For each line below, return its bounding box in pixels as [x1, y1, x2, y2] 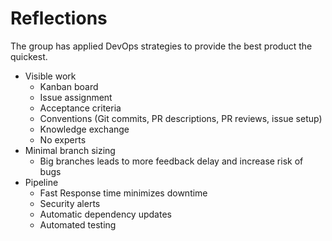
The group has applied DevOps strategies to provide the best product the [10, 40, 313, 52]
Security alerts [39, 197, 101, 209]
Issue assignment [39, 91, 113, 103]
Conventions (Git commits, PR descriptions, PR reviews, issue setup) [39, 112, 323, 124]
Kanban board [39, 80, 99, 92]
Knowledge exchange [39, 123, 130, 135]
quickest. [10, 50, 48, 62]
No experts [39, 133, 87, 146]
